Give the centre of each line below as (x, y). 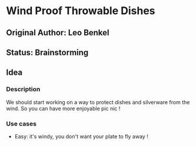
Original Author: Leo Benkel (58, 33)
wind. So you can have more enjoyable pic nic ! (63, 108)
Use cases (21, 124)
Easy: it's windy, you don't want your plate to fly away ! (81, 136)
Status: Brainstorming (47, 52)
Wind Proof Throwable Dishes (81, 11)
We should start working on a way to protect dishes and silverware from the (98, 102)
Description (23, 89)
